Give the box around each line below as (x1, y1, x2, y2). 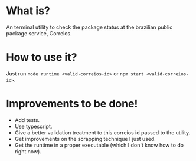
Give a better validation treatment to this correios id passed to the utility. (14, 129, 191, 136)
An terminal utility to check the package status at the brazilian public (6, 24, 173, 31)
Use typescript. (14, 123, 53, 130)
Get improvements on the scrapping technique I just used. (14, 135, 156, 142)
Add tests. (14, 116, 40, 123)
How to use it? (6, 51, 77, 64)
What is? (6, 4, 50, 18)
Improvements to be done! (6, 97, 138, 110)
